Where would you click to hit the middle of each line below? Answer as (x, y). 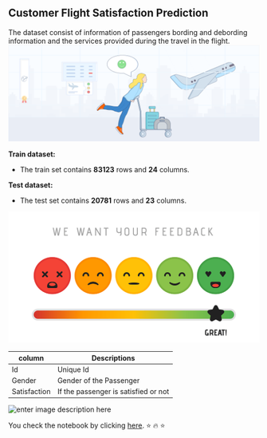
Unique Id (73, 369)
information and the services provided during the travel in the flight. (119, 41)
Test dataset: (31, 185)
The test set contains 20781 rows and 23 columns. (103, 200)
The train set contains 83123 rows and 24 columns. (104, 169)
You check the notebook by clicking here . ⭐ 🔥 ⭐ (87, 425)
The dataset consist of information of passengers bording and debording (128, 32)
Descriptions (113, 357)
